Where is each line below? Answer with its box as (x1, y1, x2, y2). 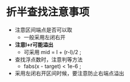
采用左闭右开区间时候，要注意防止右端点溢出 (14, 70, 125, 77)
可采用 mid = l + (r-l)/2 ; (23, 48, 81, 55)
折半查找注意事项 (6, 5, 90, 19)
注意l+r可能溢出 (14, 41, 53, 48)
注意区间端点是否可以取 (14, 26, 72, 33)
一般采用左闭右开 (23, 33, 66, 40)
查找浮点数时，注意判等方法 (14, 56, 83, 63)
